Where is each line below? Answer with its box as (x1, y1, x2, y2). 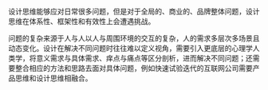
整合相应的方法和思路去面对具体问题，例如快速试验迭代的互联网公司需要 (14, 64, 253, 73)
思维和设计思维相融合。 (14, 73, 93, 83)
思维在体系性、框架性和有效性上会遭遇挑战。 (8, 17, 156, 26)
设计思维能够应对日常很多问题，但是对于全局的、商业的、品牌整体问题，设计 (8, 6, 260, 17)
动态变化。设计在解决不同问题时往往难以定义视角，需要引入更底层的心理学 (8, 44, 253, 53)
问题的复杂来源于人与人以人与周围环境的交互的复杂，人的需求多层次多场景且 (8, 33, 260, 43)
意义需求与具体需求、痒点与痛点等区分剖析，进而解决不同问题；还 (35, 53, 253, 63)
